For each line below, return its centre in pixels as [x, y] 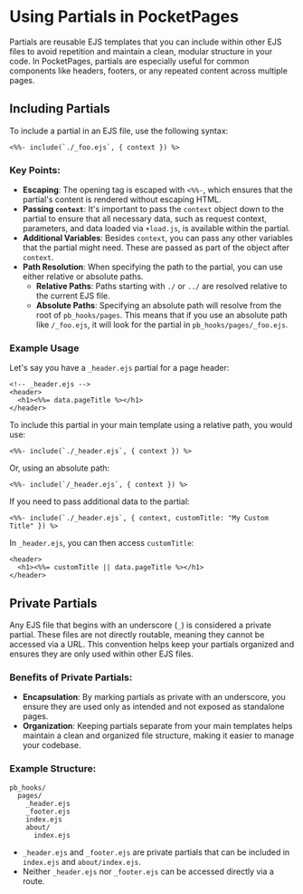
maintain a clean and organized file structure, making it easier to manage [158, 735]
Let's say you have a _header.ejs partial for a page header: [119, 368]
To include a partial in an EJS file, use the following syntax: [119, 131]
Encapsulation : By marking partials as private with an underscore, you [154, 697]
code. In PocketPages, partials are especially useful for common [129, 61]
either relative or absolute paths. [83, 277]
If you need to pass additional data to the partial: [99, 501]
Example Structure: [53, 769]
